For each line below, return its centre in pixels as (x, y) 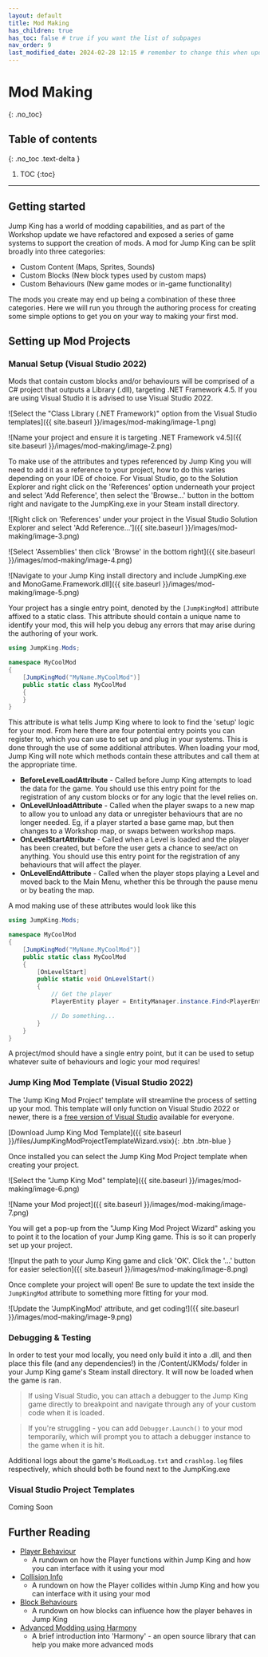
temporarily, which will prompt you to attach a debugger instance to (139, 1436)
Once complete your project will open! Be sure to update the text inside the (132, 1284)
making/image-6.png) (44, 1189)
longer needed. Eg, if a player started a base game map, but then (127, 823)
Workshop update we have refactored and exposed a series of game (121, 234)
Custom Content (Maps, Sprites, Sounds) (87, 266)
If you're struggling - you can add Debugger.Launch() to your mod (135, 1428)
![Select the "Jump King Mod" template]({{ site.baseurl (98, 1180)
